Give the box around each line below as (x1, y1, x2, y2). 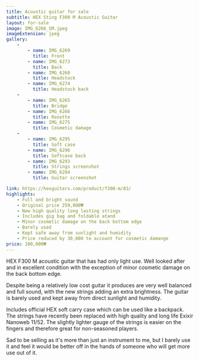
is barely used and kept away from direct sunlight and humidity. (6, 294, 162, 301)
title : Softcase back (32, 153, 86, 158)
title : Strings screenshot (32, 164, 100, 170)
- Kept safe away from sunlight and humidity (17, 230, 132, 236)
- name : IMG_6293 (27, 158, 70, 164)
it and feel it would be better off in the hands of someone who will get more (6, 343, 190, 350)
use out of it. (6, 349, 37, 356)
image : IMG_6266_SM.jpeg (6, 25, 68, 32)
